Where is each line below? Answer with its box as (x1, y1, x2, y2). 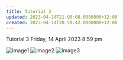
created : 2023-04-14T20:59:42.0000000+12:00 (6, 19, 118, 25)
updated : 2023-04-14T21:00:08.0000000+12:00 (6, 14, 118, 20)
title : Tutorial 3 (6, 8, 51, 15)
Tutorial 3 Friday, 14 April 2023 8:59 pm (6, 36, 102, 43)
